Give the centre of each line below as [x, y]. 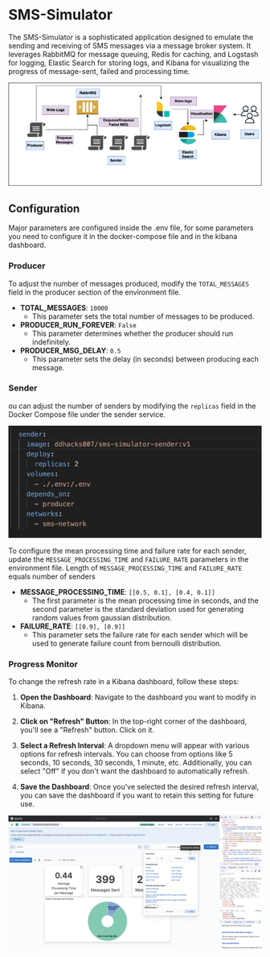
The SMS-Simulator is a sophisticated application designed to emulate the [131, 37]
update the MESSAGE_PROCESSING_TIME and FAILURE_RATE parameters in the [129, 559]
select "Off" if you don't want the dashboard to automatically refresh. [135, 771]
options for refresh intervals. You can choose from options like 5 [126, 754]
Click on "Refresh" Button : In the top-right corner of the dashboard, [133, 721]
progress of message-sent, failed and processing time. [99, 71]
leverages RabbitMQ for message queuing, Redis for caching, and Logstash [133, 54]
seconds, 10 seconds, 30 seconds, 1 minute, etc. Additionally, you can [136, 763]
